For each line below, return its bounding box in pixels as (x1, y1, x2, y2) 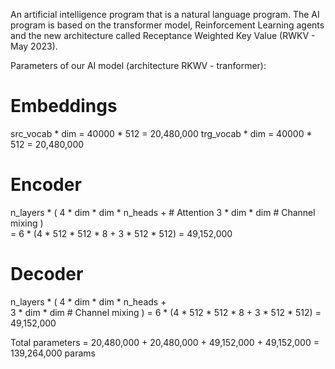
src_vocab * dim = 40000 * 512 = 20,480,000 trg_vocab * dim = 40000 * (10, 127, 313, 139)
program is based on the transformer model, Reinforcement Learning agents (10, 19, 325, 31)
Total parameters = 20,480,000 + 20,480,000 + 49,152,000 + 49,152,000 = (10, 336, 320, 348)
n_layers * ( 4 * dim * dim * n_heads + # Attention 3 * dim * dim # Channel (10, 206, 316, 218)
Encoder (10, 174, 82, 196)
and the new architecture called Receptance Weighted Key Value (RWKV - (10, 30, 316, 41)
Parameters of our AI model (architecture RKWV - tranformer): (10, 60, 267, 71)
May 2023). (10, 40, 58, 52)
